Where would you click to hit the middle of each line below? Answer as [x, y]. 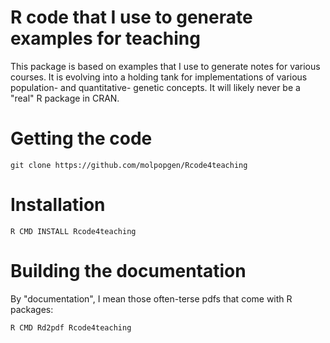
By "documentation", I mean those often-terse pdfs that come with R [151, 298]
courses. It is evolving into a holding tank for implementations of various [159, 77]
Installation [58, 205]
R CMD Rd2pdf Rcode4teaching [71, 327]
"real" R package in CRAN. [65, 98]
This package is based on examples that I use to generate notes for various [165, 66]
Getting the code [81, 138]
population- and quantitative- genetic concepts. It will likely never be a [155, 87]
